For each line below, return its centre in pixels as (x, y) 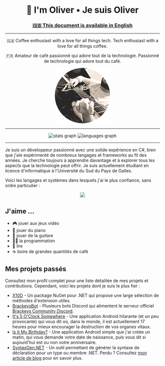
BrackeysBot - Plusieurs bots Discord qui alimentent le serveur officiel (83, 306)
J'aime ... (20, 211)
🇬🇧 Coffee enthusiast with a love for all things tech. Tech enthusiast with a (82, 41)
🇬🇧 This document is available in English (82, 26)
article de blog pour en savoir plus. (47, 358)
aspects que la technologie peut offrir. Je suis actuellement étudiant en (77, 166)
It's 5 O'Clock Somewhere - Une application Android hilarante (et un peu (85, 316)
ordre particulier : (23, 186)
